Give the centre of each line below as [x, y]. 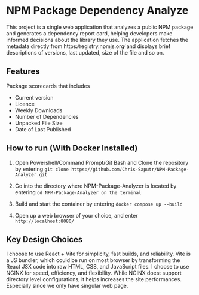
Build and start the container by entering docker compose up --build [99, 204]
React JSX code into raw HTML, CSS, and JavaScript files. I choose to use [98, 267]
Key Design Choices [45, 240]
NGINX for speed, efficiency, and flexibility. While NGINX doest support [94, 273]
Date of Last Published [43, 129]
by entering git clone [42, 169]
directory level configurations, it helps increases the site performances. [94, 279]
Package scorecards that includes [48, 86]
